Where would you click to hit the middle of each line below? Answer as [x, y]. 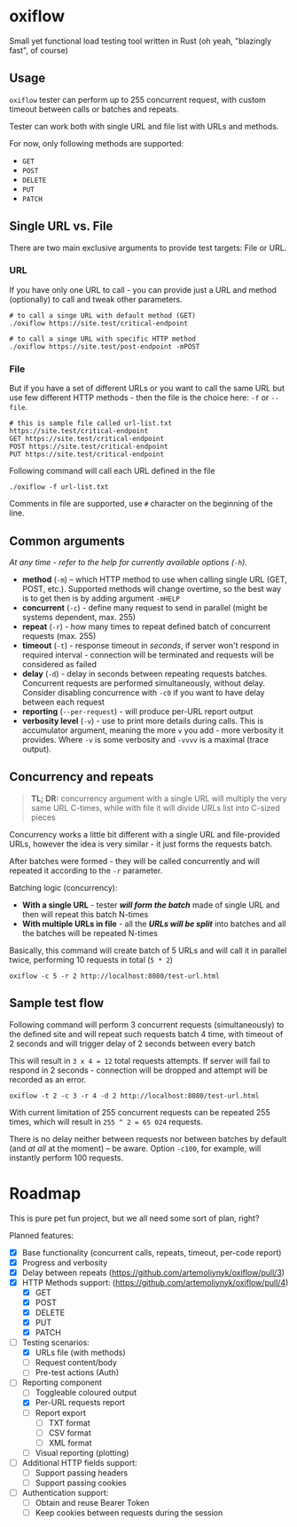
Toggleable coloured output [86, 1393]
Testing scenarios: [56, 1342]
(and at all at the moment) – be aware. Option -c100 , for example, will [135, 1148]
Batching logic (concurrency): [63, 887]
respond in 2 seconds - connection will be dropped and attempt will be [138, 1070]
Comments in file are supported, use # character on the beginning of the [141, 504]
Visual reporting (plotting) [82, 1452]
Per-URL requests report [80, 1403]
